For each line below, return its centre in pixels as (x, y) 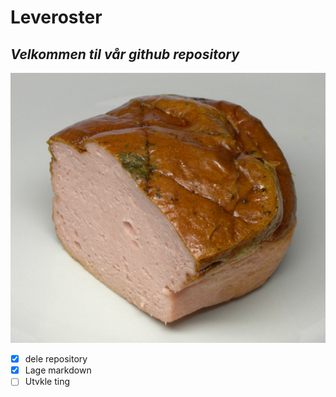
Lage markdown (58, 370)
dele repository (56, 359)
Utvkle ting (47, 382)
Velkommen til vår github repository (125, 54)
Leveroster (56, 17)
